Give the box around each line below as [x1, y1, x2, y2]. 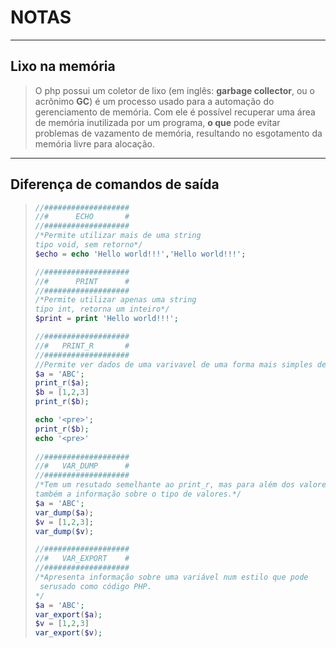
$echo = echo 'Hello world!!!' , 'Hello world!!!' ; [34, 249, 247, 259]
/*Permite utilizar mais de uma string [34, 231, 202, 241]
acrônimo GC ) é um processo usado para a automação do [34, 95, 275, 107]
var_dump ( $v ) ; [34, 526, 94, 536]
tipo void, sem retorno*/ [34, 240, 143, 250]
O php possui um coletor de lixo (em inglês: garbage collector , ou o [34, 84, 315, 96]
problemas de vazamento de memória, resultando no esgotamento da [34, 127, 323, 139]
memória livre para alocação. [34, 137, 155, 150]
